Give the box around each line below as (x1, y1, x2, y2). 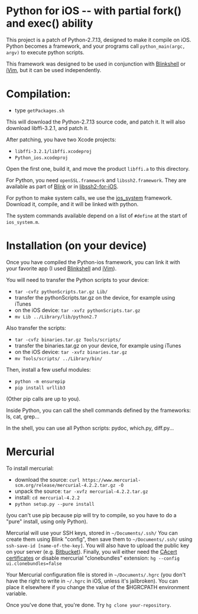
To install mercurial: (6, 464, 54, 472)
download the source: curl (14, 476, 80, 483)
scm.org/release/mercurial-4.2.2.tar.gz (14, 482, 116, 488)
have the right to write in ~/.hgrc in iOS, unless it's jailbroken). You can (6, 577, 178, 584)
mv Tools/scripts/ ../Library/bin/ (14, 356, 103, 362)
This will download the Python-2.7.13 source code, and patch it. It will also (6, 118, 186, 125)
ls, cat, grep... (6, 412, 40, 420)
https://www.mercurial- (82, 477, 141, 483)
